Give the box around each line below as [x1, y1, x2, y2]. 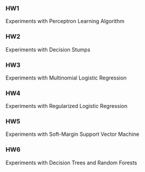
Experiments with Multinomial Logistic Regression [5, 74, 127, 81]
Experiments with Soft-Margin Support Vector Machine [5, 130, 140, 138]
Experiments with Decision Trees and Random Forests [5, 159, 137, 166]
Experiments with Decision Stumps [5, 46, 91, 53]
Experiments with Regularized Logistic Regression [5, 103, 128, 110]
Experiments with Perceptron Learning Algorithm [5, 18, 125, 25]
